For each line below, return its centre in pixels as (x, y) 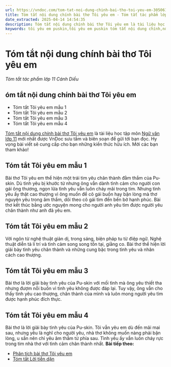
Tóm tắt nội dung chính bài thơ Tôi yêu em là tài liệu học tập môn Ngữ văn (82, 133)
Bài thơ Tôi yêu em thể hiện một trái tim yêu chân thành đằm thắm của (79, 178)
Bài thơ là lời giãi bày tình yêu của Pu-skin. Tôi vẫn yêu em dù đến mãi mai (83, 328)
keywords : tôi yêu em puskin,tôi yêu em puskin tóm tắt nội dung (76, 29)
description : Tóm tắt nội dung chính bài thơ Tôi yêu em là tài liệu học (85, 24)
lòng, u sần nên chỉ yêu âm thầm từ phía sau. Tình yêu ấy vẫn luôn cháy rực (84, 338)
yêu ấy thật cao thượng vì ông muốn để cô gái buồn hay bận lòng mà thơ (81, 194)
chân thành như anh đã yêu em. (38, 210)
